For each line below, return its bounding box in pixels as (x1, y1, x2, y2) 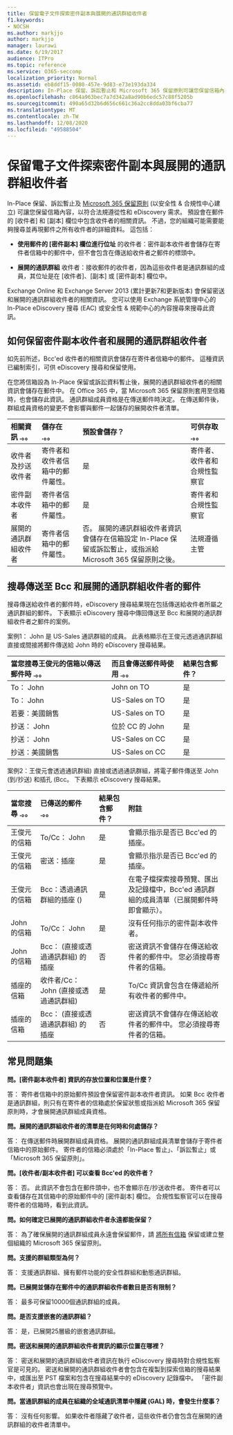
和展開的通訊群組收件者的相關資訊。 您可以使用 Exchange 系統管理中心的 (7, 295, 216, 304)
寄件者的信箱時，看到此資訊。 (7, 1200, 92, 1209)
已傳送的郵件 (40, 798, 82, 808)
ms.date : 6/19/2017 (7, 49, 64, 56)
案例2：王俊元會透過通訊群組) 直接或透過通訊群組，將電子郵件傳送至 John (7, 766, 219, 775)
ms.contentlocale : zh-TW (7, 113, 79, 120)
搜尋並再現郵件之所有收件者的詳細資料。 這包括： (12, 226, 154, 234)
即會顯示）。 (128, 905, 167, 915)
